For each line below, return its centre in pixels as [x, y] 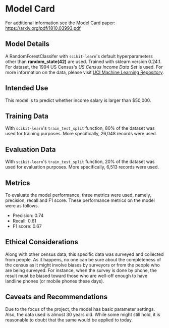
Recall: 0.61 [24, 221]
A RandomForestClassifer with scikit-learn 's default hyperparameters [79, 56]
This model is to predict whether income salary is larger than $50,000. [78, 100]
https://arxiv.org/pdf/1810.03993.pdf [43, 28]
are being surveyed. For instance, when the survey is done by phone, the [81, 270]
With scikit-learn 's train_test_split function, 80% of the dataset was [80, 128]
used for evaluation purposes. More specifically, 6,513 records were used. [82, 167]
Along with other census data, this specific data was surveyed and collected [84, 254]
